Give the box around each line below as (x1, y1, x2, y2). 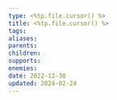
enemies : (8, 65, 38, 73)
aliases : (8, 34, 38, 43)
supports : (8, 57, 42, 65)
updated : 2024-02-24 (8, 79, 78, 87)
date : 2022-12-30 (8, 72, 67, 80)
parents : (8, 42, 38, 50)
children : (8, 49, 42, 57)
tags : (8, 27, 26, 35)
